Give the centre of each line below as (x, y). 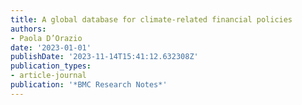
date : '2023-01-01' (51, 47)
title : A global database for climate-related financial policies (151, 19)
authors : (28, 29)
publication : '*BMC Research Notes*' (89, 85)
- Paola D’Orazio (46, 38)
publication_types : (51, 66)
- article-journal (48, 76)
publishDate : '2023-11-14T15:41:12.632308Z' (104, 57)
